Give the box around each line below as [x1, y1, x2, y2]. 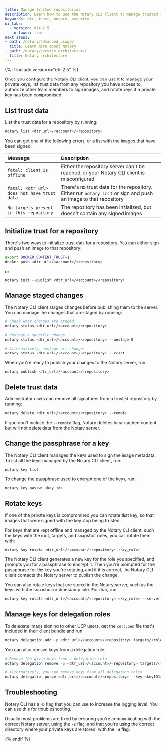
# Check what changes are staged [5, 319, 74, 324]
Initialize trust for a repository [5, 227, 99, 235]
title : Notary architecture [9, 53, 68, 58]
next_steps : [5, 35, 30, 40]
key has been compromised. [5, 92, 63, 98]
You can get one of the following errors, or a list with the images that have [5, 138, 156, 144]
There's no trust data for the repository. [61, 184, 153, 191]
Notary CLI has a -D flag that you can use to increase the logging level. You [5, 701, 158, 707]
